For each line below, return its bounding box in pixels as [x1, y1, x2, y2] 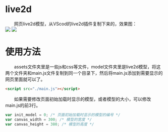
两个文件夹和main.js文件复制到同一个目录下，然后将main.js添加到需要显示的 [5, 70, 163, 76]
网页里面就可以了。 [5, 76, 45, 82]
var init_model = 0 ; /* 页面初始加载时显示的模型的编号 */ [5, 112, 121, 117]
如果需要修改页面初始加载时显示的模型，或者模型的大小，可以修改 [14, 96, 151, 102]
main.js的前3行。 [5, 102, 41, 108]
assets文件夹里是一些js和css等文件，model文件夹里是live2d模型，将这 [14, 64, 161, 70]
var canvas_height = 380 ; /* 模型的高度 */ [5, 121, 94, 126]
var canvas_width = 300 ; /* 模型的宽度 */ [5, 117, 92, 122]
